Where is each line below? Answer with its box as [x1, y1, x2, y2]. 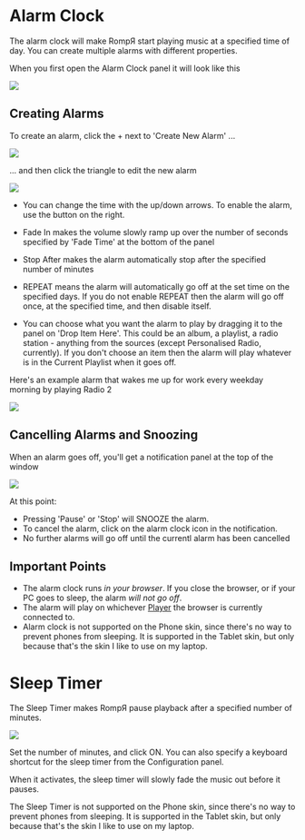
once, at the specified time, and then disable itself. [22, 301, 212, 311]
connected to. [22, 612, 75, 623]
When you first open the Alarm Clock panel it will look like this [9, 63, 241, 74]
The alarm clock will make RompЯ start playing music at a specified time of [9, 35, 290, 46]
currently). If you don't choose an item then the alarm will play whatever [22, 347, 292, 358]
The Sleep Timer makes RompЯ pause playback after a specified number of [9, 703, 292, 714]
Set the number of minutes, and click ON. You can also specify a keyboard [9, 746, 288, 758]
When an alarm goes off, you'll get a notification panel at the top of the [9, 451, 274, 462]
